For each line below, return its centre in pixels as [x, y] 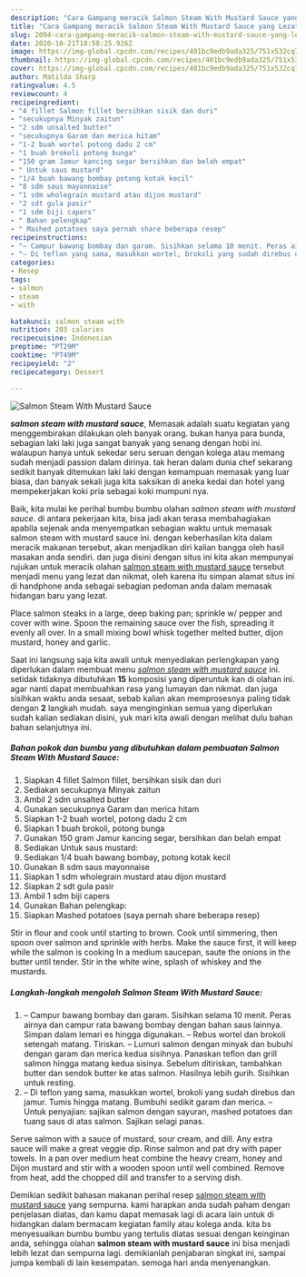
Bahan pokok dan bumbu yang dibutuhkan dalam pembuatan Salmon [145, 748]
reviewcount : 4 [39, 94]
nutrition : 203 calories [57, 330]
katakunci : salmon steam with [68, 322]
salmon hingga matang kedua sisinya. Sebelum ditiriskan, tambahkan [153, 1064]
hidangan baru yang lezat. [59, 595]
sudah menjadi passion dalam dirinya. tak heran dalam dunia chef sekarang [152, 462]
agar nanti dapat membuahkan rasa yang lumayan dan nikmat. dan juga [144, 688]
